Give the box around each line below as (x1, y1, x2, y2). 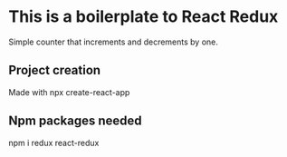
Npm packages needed (8, 113, 142, 129)
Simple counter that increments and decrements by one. (8, 36, 219, 47)
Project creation (8, 63, 101, 78)
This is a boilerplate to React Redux (8, 6, 279, 27)
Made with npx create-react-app (8, 86, 130, 97)
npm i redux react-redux (8, 137, 100, 148)
